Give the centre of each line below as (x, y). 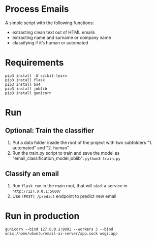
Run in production (42, 216)
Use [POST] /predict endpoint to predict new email (64, 196)
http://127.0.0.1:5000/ (37, 191)
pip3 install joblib (26, 89)
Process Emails (37, 9)
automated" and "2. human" (41, 148)
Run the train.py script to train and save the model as (66, 153)
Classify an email (32, 174)
